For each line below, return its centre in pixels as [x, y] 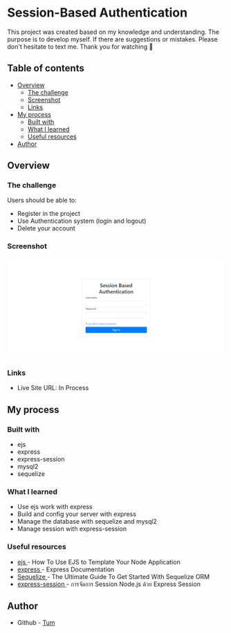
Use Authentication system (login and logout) [82, 221]
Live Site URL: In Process [53, 388]
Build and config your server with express [77, 514]
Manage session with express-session [72, 529]
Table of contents [46, 68]
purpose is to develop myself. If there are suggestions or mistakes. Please [112, 39]
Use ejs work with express [55, 507]
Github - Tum [36, 623]
